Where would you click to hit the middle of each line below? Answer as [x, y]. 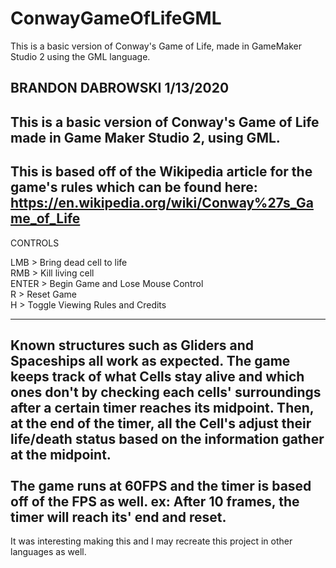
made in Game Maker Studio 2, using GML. [145, 137]
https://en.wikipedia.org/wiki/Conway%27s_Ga [162, 203]
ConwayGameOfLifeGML [116, 18]
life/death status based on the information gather [167, 438]
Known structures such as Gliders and [132, 345]
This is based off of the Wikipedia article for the [161, 172]
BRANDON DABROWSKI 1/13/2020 [120, 88]
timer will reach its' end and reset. [118, 517]
